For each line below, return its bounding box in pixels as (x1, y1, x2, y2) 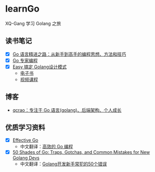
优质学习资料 (5, 123, 45, 132)
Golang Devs (12, 155, 39, 161)
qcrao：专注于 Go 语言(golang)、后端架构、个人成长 (12, 107, 122, 113)
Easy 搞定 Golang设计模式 (12, 64, 67, 70)
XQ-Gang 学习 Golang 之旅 (5, 20, 62, 26)
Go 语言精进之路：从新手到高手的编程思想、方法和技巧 (12, 51, 126, 57)
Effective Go (12, 137, 39, 143)
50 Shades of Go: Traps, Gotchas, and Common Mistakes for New (12, 149, 150, 155)
